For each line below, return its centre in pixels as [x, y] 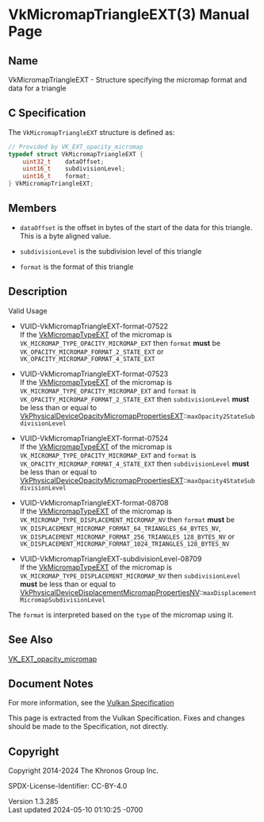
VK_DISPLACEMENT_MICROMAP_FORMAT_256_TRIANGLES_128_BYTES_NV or [127, 536]
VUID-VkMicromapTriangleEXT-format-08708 [94, 502]
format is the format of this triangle [77, 267]
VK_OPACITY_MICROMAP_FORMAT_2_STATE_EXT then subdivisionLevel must [134, 399]
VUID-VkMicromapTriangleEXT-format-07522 [94, 326]
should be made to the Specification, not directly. [88, 727]
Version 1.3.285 [33, 801]
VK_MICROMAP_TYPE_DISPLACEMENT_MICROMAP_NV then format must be [127, 519]
